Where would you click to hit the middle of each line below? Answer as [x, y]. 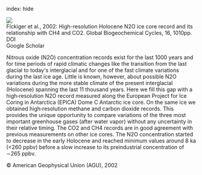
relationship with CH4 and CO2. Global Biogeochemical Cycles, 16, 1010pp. [99, 33]
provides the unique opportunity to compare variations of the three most [96, 115]
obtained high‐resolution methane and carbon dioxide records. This [90, 109]
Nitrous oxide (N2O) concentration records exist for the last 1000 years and [100, 57]
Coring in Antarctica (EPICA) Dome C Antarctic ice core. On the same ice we [101, 102]
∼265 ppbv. [21, 154]
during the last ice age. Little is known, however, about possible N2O [91, 77]
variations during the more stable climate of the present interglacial [90, 83]
